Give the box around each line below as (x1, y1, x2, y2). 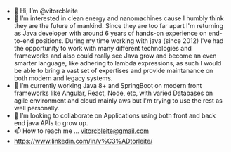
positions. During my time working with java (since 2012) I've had (35, 37, 224, 45)
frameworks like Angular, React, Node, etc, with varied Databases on (13, 89, 213, 97)
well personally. (13, 104, 60, 112)
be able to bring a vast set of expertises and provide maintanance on (13, 67, 213, 75)
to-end (13, 37, 34, 45)
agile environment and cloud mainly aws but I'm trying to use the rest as (13, 96, 223, 105)
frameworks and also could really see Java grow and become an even (13, 51, 217, 60)
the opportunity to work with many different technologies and (13, 44, 192, 52)
